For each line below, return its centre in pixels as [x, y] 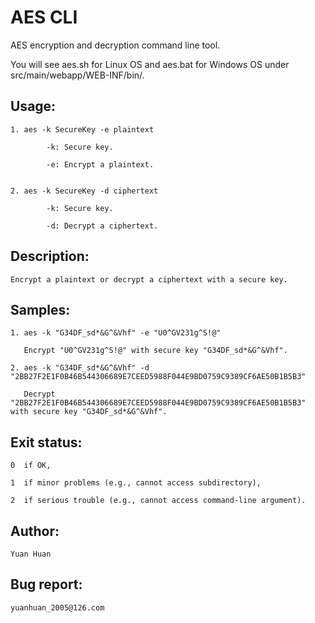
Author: [35, 531]
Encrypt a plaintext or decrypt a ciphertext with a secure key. [149, 279]
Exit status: [46, 442]
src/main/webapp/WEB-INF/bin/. [77, 75]
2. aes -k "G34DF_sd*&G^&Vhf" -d [80, 368]
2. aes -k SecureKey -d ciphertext [84, 191]
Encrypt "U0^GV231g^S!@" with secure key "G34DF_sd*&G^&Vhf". [155, 351]
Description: [50, 256]
